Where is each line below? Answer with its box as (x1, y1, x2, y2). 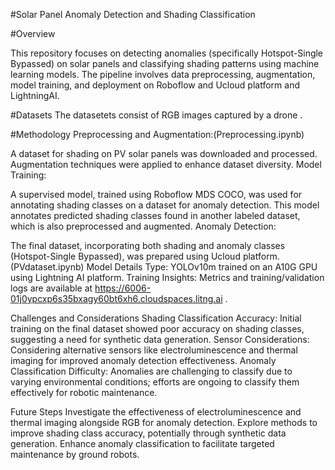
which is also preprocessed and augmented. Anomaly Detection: (10, 220, 277, 232)
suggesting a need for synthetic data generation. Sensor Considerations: (10, 334, 310, 345)
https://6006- (94, 282, 152, 294)
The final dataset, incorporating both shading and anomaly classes (10, 240, 286, 251)
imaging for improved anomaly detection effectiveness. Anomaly (10, 355, 277, 366)
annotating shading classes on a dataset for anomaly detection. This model (10, 199, 320, 211)
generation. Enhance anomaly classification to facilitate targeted (10, 438, 275, 449)
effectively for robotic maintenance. (10, 387, 158, 398)
